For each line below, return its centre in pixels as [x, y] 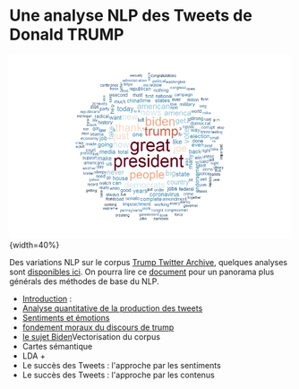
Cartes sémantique [57, 346]
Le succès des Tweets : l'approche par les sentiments [121, 365]
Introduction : [47, 298]
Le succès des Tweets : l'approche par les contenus [118, 375]
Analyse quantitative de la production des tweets [112, 308]
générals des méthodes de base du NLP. [84, 281]
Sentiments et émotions [66, 317]
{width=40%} [34, 245]
